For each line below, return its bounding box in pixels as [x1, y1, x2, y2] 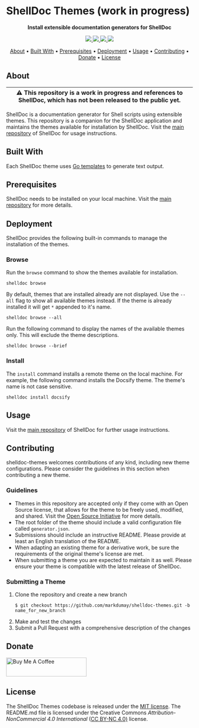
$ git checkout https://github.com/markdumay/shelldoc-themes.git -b [14, 602, 191, 608]
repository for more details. [6, 201, 73, 209]
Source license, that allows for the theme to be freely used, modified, [14, 506, 184, 513]
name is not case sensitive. [6, 383, 73, 390]
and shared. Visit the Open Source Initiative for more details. [14, 512, 162, 519]
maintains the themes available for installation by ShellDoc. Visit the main [6, 123, 185, 130]
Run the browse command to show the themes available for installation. [6, 269, 178, 276]
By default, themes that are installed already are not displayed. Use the [6, 291, 179, 298]
